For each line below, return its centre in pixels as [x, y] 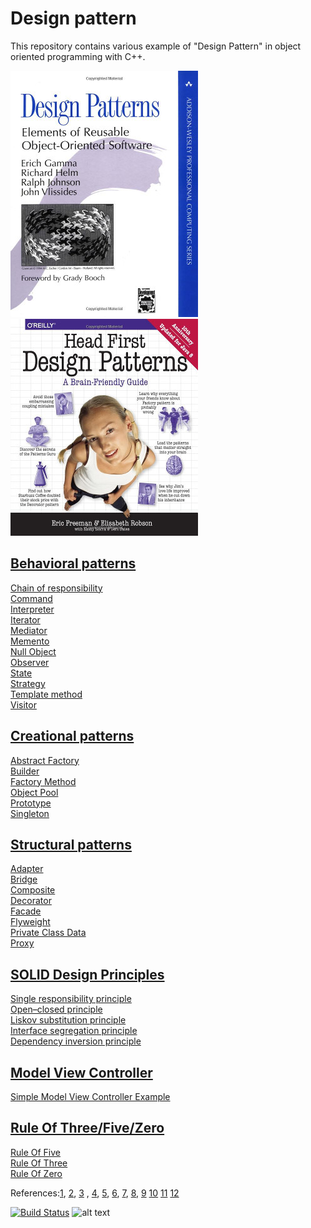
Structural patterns [71, 844]
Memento [30, 641]
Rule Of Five [36, 1152]
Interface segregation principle [74, 1031]
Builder [25, 771]
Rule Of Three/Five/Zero [87, 1128]
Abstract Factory [45, 760]
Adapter [27, 869]
